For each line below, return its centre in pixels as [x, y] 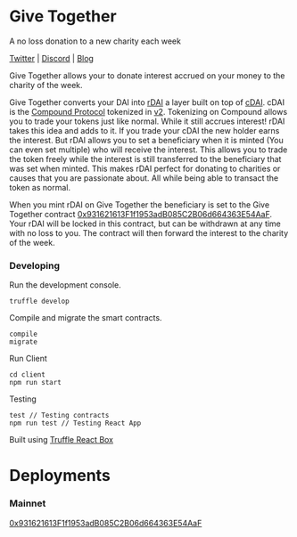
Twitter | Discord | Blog [51, 58]
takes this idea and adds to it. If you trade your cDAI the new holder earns [144, 130]
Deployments [60, 476]
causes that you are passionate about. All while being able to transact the [144, 178]
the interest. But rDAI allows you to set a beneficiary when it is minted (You [146, 140]
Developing [35, 265]
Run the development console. [66, 285]
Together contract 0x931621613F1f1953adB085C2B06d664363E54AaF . [141, 214]
